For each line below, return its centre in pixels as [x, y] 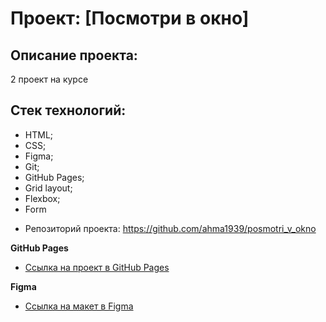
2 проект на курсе [49, 79]
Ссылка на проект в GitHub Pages [97, 267]
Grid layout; [48, 188]
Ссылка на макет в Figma [79, 306]
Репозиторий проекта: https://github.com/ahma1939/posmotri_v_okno [170, 228]
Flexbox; [42, 198]
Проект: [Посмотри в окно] [130, 18]
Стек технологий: [68, 110]
